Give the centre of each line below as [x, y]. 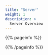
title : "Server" [22, 10]
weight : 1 [15, 14]
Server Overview [26, 24]
